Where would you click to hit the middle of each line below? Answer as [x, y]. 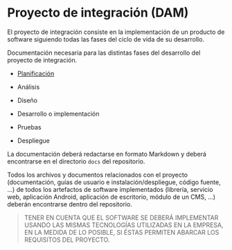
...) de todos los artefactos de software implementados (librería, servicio [110, 189]
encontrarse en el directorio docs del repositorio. [76, 161]
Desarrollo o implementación [58, 114]
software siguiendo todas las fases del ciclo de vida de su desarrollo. [106, 39]
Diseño [27, 100]
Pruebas [29, 127]
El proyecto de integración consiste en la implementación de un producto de [116, 32]
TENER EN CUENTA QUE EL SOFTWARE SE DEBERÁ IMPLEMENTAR [121, 217]
